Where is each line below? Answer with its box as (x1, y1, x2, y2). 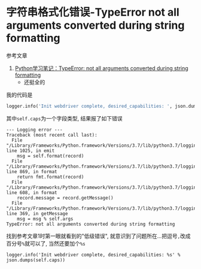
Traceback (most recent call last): (6, 132, 98, 138)
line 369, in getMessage (6, 210, 68, 216)
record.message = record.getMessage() (17, 195, 114, 201)
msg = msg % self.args (17, 216, 74, 222)
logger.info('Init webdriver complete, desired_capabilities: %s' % (6, 252, 181, 258)
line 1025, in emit (6, 147, 55, 153)
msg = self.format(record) (17, 153, 84, 159)
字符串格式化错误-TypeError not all (6, 5, 179, 19)
